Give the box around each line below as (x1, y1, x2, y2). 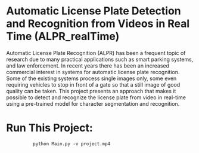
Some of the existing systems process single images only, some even (6, 75, 177, 82)
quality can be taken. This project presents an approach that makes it (6, 87, 176, 94)
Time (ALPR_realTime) (6, 30, 120, 43)
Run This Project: (6, 121, 94, 135)
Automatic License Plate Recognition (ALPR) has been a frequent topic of (6, 49, 186, 56)
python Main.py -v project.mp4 (32, 140, 111, 147)
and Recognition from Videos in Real (6, 17, 190, 30)
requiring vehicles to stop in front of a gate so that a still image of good (6, 81, 181, 88)
